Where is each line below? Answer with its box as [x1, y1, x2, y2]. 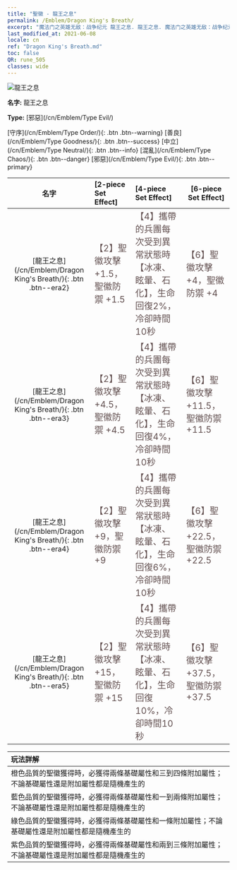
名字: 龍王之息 [7, 98, 49, 107]
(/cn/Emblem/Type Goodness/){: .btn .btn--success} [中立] [7, 137, 178, 145]
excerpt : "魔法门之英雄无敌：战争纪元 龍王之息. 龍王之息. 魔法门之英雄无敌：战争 [7, 23, 223, 30]
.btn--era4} [29, 544, 69, 554]
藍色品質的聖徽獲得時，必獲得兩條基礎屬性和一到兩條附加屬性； [11, 792, 224, 802]
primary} [7, 162, 33, 171]
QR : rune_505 [7, 56, 46, 64]
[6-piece [190, 184, 222, 193]
